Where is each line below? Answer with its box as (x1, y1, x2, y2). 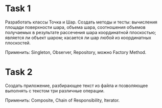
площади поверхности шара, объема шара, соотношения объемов (5, 24, 146, 30)
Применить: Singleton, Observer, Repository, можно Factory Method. (5, 49, 147, 55)
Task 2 (5, 66, 33, 78)
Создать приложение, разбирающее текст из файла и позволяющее (5, 83, 148, 88)
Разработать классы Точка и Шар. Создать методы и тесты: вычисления (5, 19, 158, 25)
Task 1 (5, 3, 31, 14)
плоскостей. (5, 40, 31, 45)
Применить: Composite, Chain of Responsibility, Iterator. (5, 97, 120, 103)
